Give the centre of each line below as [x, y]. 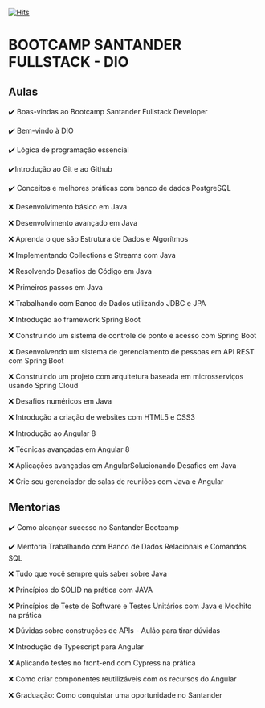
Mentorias [35, 507]
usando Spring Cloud [43, 385]
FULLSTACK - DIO [69, 62]
